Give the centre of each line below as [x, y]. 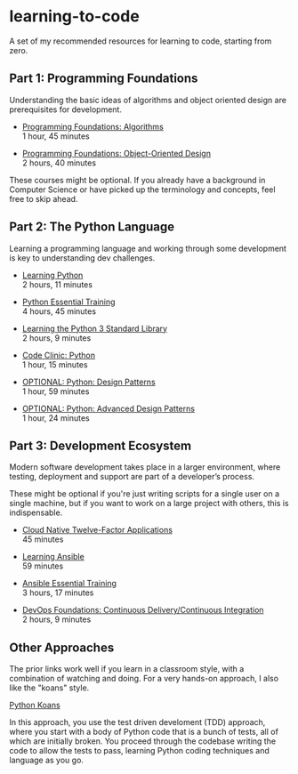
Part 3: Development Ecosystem [101, 445]
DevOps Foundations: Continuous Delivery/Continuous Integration [143, 610]
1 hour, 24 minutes [56, 418]
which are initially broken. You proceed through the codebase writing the [143, 741]
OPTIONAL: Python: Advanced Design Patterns [109, 408]
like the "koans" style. [49, 688]
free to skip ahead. [44, 198]
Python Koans [35, 705]
